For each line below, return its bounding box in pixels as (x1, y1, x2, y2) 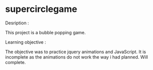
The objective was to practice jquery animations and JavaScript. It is (5, 49, 146, 55)
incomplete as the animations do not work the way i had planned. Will (5, 54, 148, 60)
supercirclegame (5, 3, 77, 15)
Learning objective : (5, 39, 46, 45)
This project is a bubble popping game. (5, 29, 86, 35)
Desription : (5, 20, 29, 26)
